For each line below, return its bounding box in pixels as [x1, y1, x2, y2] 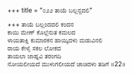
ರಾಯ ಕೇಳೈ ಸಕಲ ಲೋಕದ [7, 44, 61, 52]
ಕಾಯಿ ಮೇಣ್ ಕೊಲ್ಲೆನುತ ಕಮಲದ [7, 28, 76, 36]
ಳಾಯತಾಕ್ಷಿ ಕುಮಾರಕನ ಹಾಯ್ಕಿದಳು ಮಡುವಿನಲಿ [7, 36, 103, 44]
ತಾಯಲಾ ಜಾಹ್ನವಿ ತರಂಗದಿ [7, 52, 61, 60]
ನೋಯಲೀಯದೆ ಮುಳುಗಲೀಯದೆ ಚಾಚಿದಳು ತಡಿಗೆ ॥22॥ [7, 60, 126, 68]
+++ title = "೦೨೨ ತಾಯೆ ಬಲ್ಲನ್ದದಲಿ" [7, 6, 93, 14]
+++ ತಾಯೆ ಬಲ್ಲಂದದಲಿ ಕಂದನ [7, 20, 74, 28]
